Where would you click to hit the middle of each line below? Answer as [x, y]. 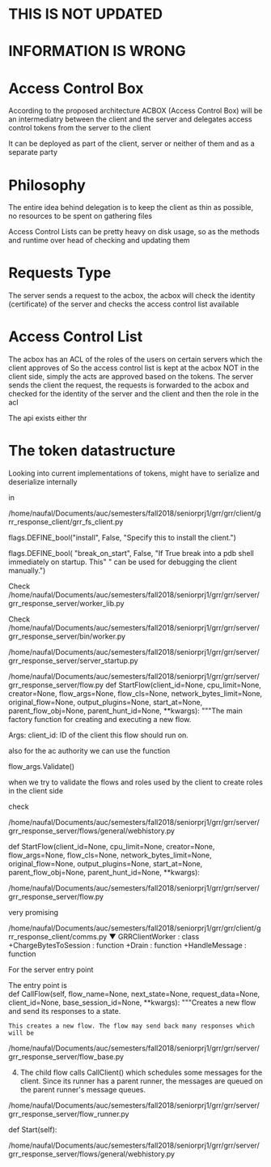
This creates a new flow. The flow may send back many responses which [131, 1026]
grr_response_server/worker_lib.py [66, 604]
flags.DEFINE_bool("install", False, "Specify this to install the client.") [123, 538]
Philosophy [47, 185]
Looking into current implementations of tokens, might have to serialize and [134, 473]
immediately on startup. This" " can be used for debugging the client [123, 562]
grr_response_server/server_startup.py [74, 660]
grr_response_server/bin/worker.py [67, 636]
